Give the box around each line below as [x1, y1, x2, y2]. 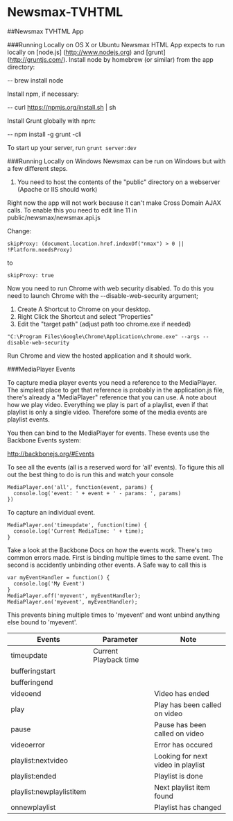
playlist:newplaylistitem [10, 786, 87, 796]
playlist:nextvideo [10, 755, 68, 765]
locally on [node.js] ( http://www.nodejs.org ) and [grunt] [7, 48, 166, 56]
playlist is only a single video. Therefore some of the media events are [7, 408, 207, 416]
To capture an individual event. [7, 508, 96, 516]
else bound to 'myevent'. [7, 617, 78, 626]
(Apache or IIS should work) [17, 185, 98, 193]
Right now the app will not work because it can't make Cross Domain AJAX [7, 199, 222, 207]
